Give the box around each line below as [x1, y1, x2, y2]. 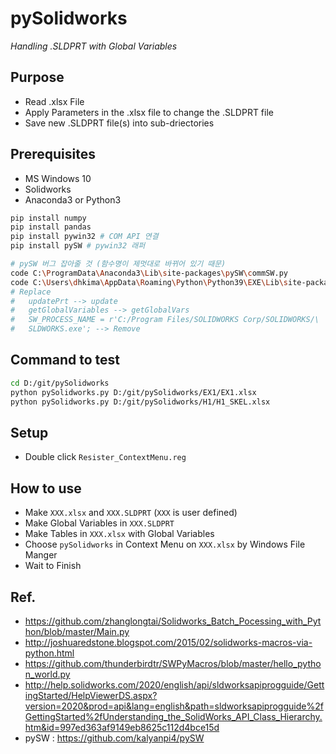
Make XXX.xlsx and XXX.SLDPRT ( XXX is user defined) [24, 507, 238, 519]
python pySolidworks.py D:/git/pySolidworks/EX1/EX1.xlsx [10, 387, 257, 397]
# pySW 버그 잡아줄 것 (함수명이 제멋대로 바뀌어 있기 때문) [10, 259, 227, 269]
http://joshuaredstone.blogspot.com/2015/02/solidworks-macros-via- [24, 636, 313, 648]
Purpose [10, 69, 65, 86]
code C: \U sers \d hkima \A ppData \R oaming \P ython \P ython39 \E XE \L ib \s [10, 277, 288, 287]
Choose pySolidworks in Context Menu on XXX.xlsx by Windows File [24, 538, 306, 551]
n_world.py [24, 668, 71, 680]
